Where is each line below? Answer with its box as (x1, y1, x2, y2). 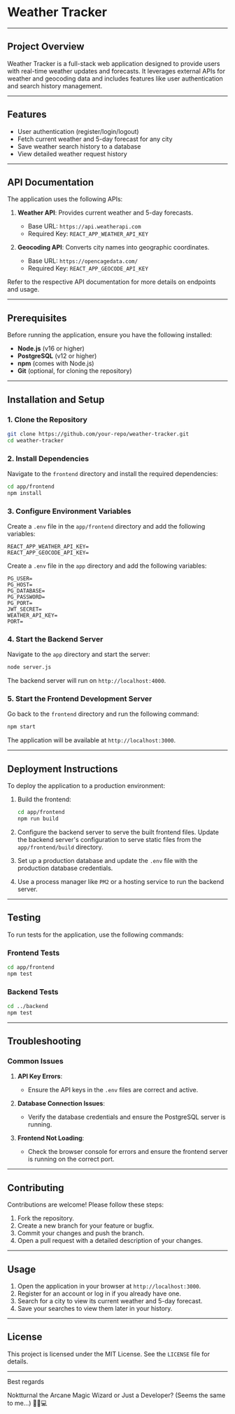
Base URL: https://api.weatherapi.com (27, 222, 141, 231)
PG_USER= (7, 575, 33, 582)
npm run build (17, 815, 59, 822)
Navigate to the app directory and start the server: (7, 650, 150, 659)
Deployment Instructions (7, 763, 118, 775)
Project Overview (7, 41, 85, 53)
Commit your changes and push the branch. (17, 1229, 145, 1237)
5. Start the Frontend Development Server (7, 694, 152, 704)
